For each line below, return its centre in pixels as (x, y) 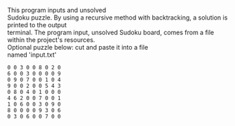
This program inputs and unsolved (57, 10)
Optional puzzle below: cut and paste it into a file (78, 47)
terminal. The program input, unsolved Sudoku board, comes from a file (111, 32)
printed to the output (37, 25)
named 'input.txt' (32, 55)
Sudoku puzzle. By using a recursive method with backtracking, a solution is (117, 17)
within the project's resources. (51, 40)
